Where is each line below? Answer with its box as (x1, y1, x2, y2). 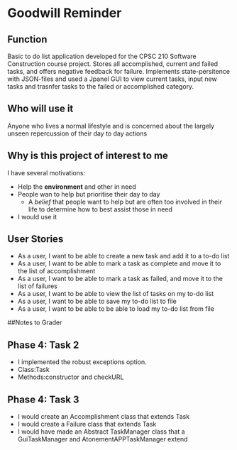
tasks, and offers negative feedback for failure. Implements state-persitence (7, 67, 231, 75)
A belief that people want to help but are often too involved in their (28, 197, 222, 206)
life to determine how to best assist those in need (28, 204, 172, 214)
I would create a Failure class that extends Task (17, 420, 157, 429)
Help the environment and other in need (17, 182, 136, 191)
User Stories (7, 233, 64, 246)
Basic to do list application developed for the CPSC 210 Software (7, 52, 197, 60)
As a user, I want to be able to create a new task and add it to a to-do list (17, 252, 230, 260)
